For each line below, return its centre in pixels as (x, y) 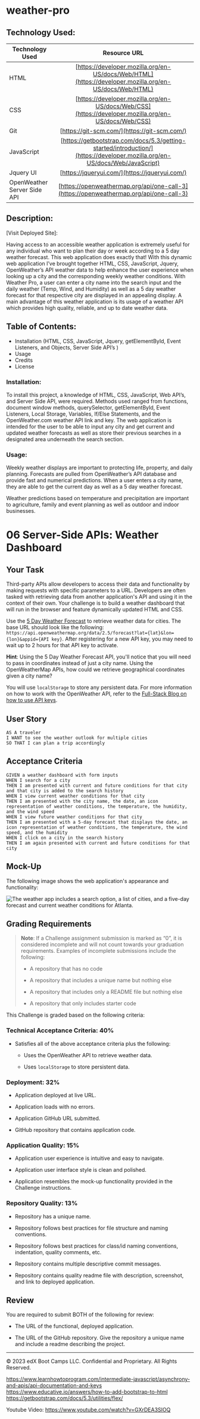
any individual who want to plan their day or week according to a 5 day (93, 251)
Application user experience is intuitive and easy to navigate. (89, 1158)
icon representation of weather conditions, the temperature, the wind (97, 827)
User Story (26, 719)
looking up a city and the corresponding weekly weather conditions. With (96, 276)
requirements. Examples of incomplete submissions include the (99, 951)
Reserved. (19, 1368)
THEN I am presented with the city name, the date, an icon (82, 801)
